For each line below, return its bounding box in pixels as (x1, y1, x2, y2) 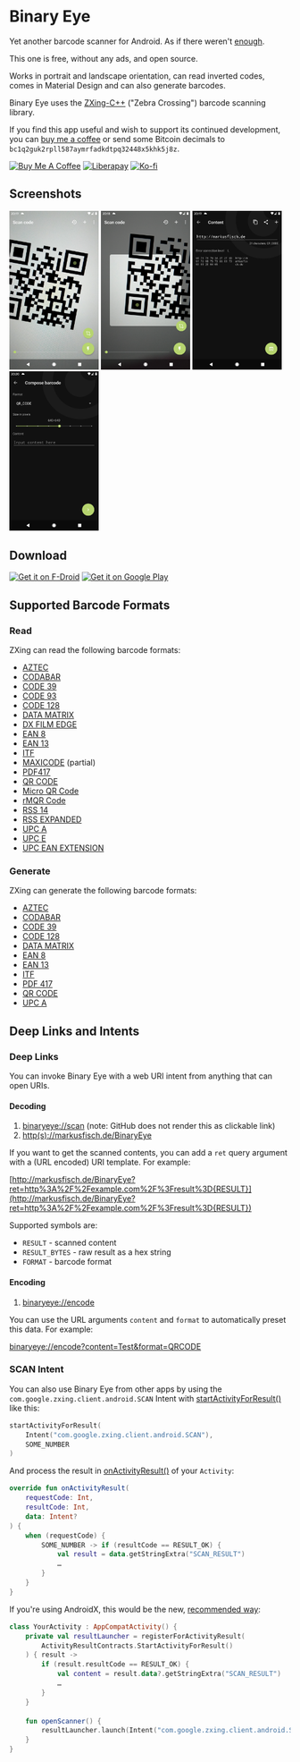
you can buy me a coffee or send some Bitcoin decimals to (9, 133, 226, 144)
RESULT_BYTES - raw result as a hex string (21, 1247, 171, 1258)
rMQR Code (21, 795, 66, 806)
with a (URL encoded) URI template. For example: (9, 1156, 191, 1168)
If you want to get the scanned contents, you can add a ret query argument (9, 1148, 288, 1158)
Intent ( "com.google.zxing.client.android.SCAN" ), (25, 1430, 214, 1439)
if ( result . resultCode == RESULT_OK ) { (41, 1660, 190, 1669)
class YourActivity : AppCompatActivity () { (9, 1622, 178, 1631)
